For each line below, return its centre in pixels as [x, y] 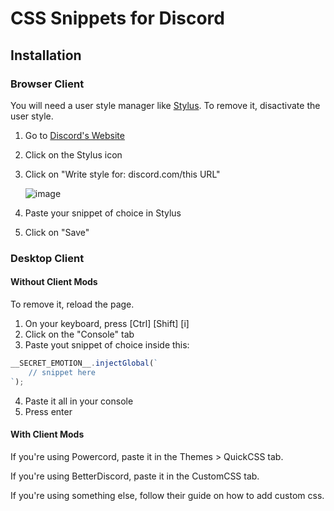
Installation [46, 55]
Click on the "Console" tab [79, 334]
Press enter [48, 411]
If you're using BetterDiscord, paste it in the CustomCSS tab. [135, 476]
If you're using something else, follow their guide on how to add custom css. [167, 495]
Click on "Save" [57, 232]
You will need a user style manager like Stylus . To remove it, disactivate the [165, 105]
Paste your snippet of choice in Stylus [103, 213]
